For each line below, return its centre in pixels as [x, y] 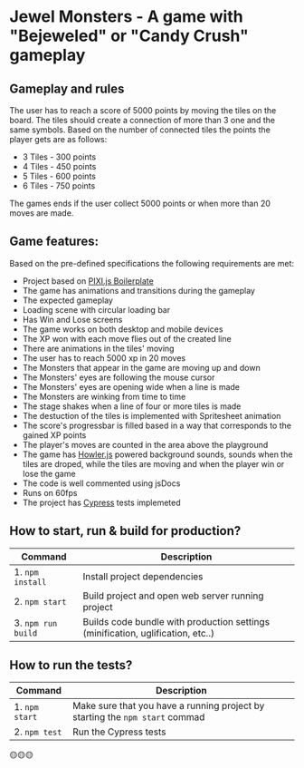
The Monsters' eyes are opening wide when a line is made [131, 386]
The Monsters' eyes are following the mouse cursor [119, 377]
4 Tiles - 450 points [59, 166]
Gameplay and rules [67, 88]
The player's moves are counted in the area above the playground [145, 444]
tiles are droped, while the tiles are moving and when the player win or [153, 463]
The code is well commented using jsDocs [101, 483]
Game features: [54, 242]
